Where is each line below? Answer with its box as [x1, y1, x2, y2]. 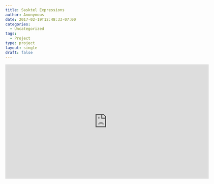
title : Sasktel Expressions [5, 7, 65, 13]
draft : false [5, 50, 33, 55]
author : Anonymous [5, 12, 44, 17]
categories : [5, 21, 30, 27]
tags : [5, 31, 17, 36]
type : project [5, 41, 36, 46]
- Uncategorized [10, 26, 44, 32]
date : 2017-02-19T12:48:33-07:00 [5, 17, 76, 22]
